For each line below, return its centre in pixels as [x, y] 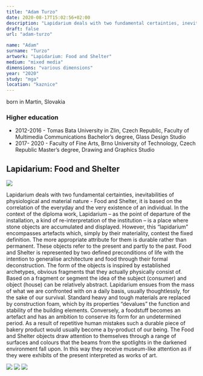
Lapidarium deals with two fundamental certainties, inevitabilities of [90, 195]
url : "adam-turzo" [29, 34]
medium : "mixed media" [35, 62]
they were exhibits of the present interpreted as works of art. [82, 355]
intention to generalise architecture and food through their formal [87, 259]
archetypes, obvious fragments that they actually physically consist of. [94, 272]
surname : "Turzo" [28, 51]
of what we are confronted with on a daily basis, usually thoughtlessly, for [98, 291]
